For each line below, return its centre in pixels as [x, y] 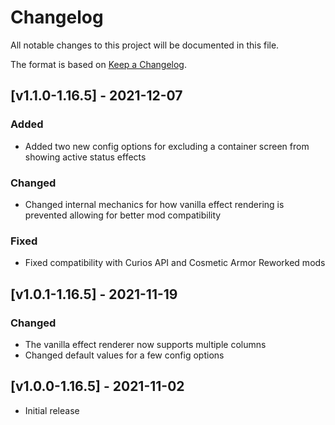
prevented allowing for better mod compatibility [123, 215]
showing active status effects [85, 157]
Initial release [52, 410]
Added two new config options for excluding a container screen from [167, 146]
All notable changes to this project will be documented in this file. [145, 45]
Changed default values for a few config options [124, 355]
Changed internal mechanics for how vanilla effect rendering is [154, 204]
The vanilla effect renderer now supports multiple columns [145, 344]
